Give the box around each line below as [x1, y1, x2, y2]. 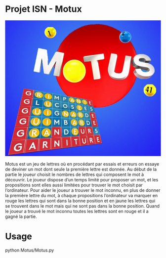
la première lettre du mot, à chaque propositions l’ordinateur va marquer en [5, 192, 158, 198]
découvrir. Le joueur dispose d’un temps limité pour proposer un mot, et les [5, 176, 159, 182]
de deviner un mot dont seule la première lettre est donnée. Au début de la [5, 166, 157, 172]
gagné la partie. [5, 214, 37, 219]
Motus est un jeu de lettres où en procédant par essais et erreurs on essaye [5, 161, 160, 167]
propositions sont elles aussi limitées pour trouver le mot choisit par [5, 182, 143, 188]
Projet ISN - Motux [5, 3, 83, 15]
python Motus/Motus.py [5, 247, 54, 253]
